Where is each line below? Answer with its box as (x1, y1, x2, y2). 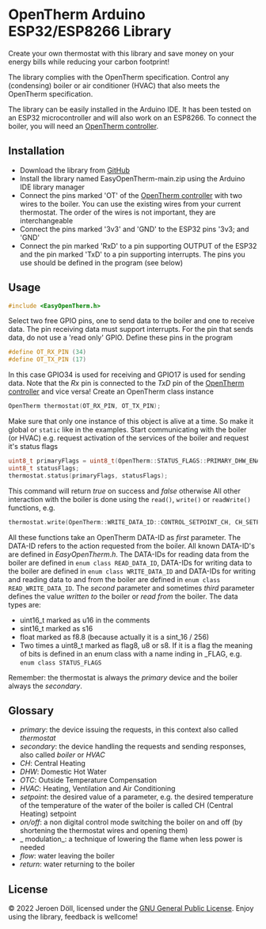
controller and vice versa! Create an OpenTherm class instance (8, 386, 214, 397)
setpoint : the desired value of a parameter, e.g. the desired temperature (19, 792, 253, 801)
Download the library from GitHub (19, 165, 131, 175)
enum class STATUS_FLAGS (19, 659, 102, 667)
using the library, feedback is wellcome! (8, 912, 139, 922)
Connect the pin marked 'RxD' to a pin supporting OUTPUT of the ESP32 (19, 241, 257, 250)
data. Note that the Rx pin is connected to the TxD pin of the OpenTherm (8, 379, 245, 388)
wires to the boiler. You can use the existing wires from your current (19, 199, 241, 208)
